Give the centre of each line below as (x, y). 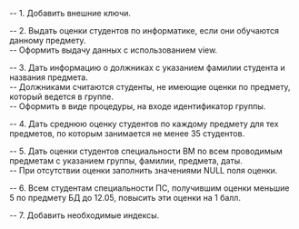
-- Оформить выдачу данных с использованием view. (114, 50)
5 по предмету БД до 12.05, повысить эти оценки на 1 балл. (125, 198)
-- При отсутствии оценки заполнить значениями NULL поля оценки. (144, 170)
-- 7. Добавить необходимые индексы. (85, 215)
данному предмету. (48, 40)
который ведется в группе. (62, 96)
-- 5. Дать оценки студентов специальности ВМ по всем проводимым (146, 151)
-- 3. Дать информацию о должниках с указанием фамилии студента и (148, 68)
